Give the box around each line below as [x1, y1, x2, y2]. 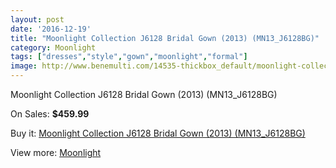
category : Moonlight [10, 42, 97, 53]
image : [10, 61, 38, 71]
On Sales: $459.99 [10, 108, 90, 120]
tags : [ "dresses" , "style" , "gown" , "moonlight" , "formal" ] [10, 52, 248, 62]
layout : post [10, 14, 65, 25]
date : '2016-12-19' [10, 24, 92, 34]
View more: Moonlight [10, 147, 102, 158]
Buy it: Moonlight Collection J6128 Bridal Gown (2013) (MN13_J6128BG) [10, 127, 306, 139]
